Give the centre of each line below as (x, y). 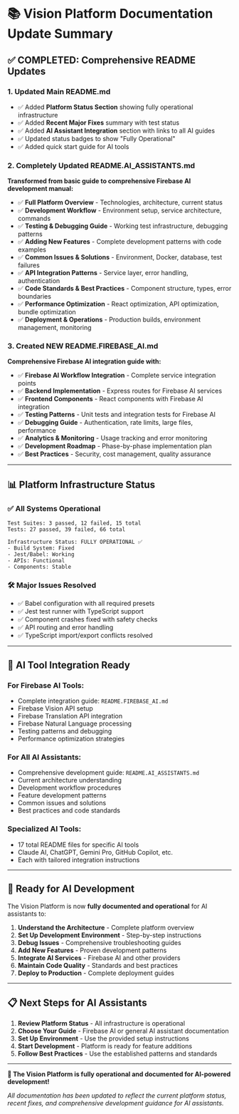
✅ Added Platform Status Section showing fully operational (105, 107)
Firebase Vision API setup (55, 708)
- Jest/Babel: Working (41, 555)
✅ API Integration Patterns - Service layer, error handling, (103, 273)
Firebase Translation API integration (70, 716)
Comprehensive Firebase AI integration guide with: (84, 361)
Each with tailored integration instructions (79, 860)
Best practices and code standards (69, 810)
